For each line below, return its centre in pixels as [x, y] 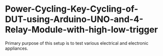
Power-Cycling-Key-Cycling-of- [72, 9]
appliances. [17, 48]
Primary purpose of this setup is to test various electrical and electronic [77, 43]
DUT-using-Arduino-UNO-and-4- [74, 19]
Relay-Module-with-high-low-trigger [81, 30]
